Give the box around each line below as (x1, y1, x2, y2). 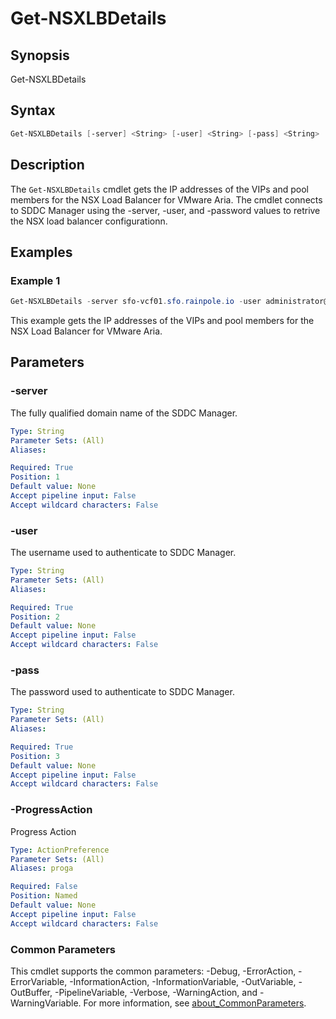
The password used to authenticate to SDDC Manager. (10, 686, 235, 698)
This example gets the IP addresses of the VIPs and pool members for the (10, 315, 315, 327)
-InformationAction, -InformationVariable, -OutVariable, (69, 975, 297, 987)
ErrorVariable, (10, 975, 68, 987)
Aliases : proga (10, 863, 74, 874)
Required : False (10, 882, 78, 892)
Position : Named (10, 891, 78, 901)
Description (10, 157, 85, 174)
